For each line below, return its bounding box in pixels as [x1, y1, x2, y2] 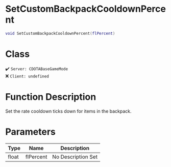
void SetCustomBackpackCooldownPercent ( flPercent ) [5, 31, 115, 36]
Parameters [5, 126, 56, 137]
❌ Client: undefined [5, 73, 50, 79]
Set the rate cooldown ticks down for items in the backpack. [5, 108, 132, 114]
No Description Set [52, 153, 98, 160]
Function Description [5, 91, 96, 102]
